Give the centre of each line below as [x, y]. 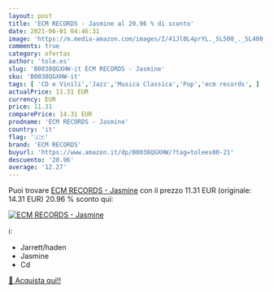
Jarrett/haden [43, 247]
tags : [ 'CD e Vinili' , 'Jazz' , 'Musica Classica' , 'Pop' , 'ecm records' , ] [134, 84]
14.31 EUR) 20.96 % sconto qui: [61, 199]
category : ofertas [39, 54]
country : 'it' [32, 129]
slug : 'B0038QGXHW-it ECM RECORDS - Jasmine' [87, 69]
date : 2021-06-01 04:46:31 [54, 31]
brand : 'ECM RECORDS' [45, 144]
